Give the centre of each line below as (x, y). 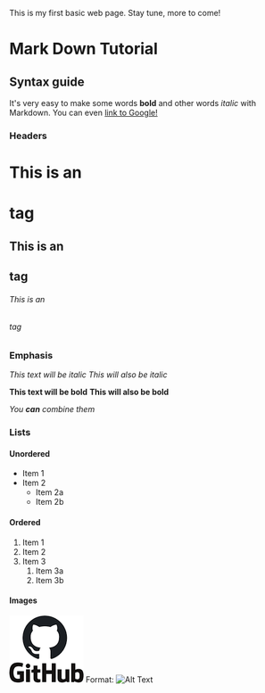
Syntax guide (47, 82)
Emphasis (31, 355)
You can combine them (52, 409)
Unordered (30, 453)
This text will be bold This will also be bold (89, 392)
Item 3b (50, 580)
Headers (28, 136)
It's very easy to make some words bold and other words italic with (133, 103)
